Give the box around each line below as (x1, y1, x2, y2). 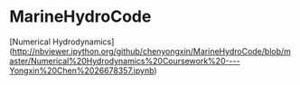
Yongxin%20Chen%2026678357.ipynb (9, 65, 155, 76)
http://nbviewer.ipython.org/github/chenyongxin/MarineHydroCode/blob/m (12, 45, 292, 56)
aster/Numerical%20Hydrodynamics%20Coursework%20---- (9, 55, 241, 66)
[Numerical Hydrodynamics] (9, 36, 115, 47)
